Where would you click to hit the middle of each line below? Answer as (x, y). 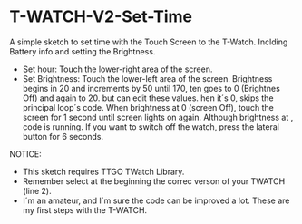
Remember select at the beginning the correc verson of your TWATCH (154, 181)
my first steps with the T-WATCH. (85, 209)
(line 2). (37, 190)
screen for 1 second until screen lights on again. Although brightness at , (158, 117)
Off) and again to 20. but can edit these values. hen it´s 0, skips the (148, 98)
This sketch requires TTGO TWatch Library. (103, 171)
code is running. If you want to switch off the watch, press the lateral (151, 127)
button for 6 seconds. (63, 136)
